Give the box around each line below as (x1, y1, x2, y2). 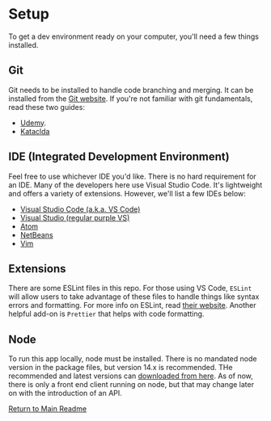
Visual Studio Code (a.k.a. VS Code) (19, 204, 141, 214)
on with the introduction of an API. (8, 389, 123, 398)
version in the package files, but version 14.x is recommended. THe (8, 363, 233, 373)
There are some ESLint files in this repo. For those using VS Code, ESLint (8, 284, 252, 293)
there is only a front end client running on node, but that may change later (8, 380, 255, 389)
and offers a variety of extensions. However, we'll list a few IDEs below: (8, 188, 247, 198)
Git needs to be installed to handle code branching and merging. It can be (8, 85, 254, 95)
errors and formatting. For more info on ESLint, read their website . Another (8, 301, 256, 310)
